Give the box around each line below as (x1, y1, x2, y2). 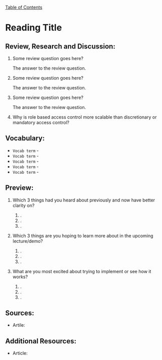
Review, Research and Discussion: (5, 42, 116, 50)
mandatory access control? (12, 120, 70, 125)
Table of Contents (5, 5, 43, 10)
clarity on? (12, 202, 35, 209)
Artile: (12, 322, 25, 328)
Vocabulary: (5, 134, 45, 143)
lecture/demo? (12, 238, 43, 244)
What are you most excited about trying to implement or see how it (12, 268, 151, 274)
